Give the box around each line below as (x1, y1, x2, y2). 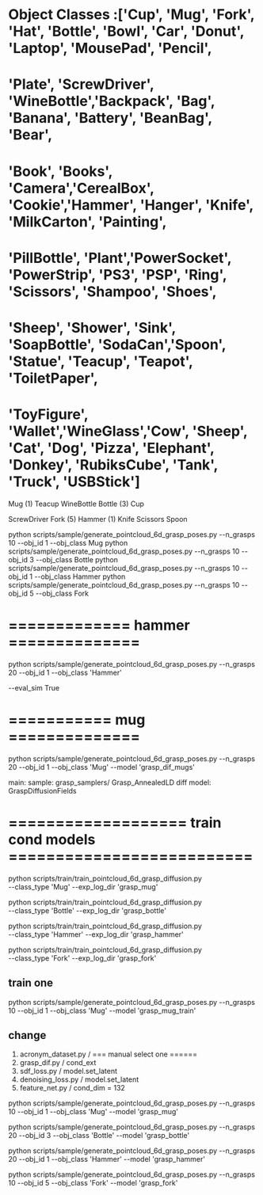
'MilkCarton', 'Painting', (8, 212, 167, 230)
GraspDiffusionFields (8, 786, 77, 795)
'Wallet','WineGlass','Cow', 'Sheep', (8, 422, 248, 440)
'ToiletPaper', (8, 369, 99, 387)
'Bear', (8, 126, 53, 144)
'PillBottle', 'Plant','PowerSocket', (8, 249, 232, 267)
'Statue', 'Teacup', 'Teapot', (8, 352, 193, 370)
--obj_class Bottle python (35, 554, 119, 564)
